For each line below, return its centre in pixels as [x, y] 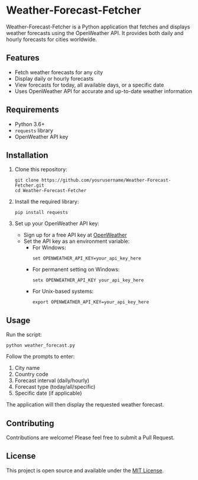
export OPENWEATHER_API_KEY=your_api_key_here [91, 302]
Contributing [30, 423]
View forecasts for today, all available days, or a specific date [89, 85]
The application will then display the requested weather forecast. [85, 405]
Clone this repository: [41, 169]
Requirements [33, 110]
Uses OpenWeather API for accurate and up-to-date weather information [103, 91]
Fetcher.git [29, 185]
